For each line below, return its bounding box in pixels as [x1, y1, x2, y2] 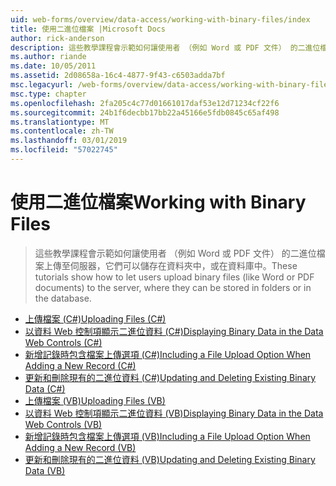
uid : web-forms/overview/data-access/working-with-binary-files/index [10, 14, 311, 25]
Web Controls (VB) [24, 418, 103, 430]
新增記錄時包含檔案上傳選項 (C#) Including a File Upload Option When [24, 348, 312, 360]
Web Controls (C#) [24, 336, 103, 348]
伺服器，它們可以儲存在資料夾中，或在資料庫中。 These [69, 259, 298, 271]
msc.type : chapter [10, 89, 87, 99]
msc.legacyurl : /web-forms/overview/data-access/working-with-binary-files [10, 80, 333, 90]
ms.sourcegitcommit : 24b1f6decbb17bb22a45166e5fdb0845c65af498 [10, 107, 280, 118]
